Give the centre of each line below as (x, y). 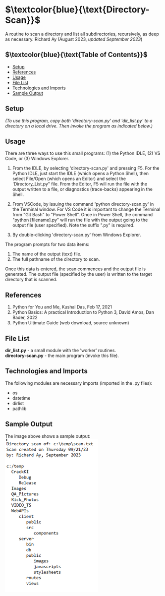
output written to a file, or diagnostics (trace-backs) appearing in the (82, 189)
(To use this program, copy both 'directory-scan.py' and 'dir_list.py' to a (79, 120)
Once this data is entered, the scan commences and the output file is (76, 269)
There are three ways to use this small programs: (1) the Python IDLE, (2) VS (83, 153)
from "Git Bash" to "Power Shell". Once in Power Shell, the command (82, 215)
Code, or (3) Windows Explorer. (37, 159)
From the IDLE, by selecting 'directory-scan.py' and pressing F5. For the (86, 168)
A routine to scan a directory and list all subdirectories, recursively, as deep (82, 34)
